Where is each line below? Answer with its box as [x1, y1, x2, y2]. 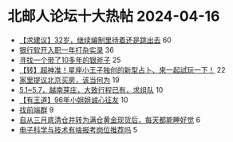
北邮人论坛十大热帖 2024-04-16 [7, 7, 220, 26]
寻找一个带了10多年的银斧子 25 [18, 55, 121, 65]
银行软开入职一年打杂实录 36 [18, 45, 115, 54]
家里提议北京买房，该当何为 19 [18, 75, 120, 85]
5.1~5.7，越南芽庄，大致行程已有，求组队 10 [18, 85, 164, 94]
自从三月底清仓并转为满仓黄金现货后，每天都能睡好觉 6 [18, 115, 201, 124]
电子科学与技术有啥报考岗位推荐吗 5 [18, 124, 138, 134]
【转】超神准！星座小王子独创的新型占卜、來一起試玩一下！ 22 [18, 65, 226, 74]
